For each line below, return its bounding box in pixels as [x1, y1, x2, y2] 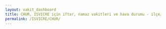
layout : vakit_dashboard [5, 7, 56, 12]
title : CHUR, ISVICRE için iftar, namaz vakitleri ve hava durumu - [5, 12, 149, 17]
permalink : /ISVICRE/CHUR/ [5, 16, 61, 21]
